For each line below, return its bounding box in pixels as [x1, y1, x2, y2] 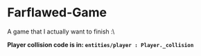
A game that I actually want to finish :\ [7, 27, 115, 36]
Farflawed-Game [7, 5, 107, 20]
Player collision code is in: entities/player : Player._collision [7, 40, 194, 48]
